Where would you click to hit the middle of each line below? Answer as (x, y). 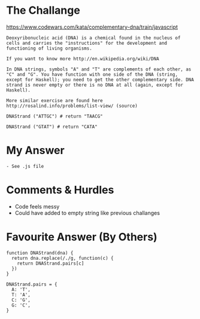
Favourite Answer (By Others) (82, 237)
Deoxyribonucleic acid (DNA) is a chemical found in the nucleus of (93, 38)
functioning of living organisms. (49, 48)
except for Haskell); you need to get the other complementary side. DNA (100, 79)
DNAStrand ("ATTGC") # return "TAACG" (54, 116)
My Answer (35, 151)
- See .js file (25, 166)
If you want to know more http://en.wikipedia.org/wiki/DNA (83, 59)
